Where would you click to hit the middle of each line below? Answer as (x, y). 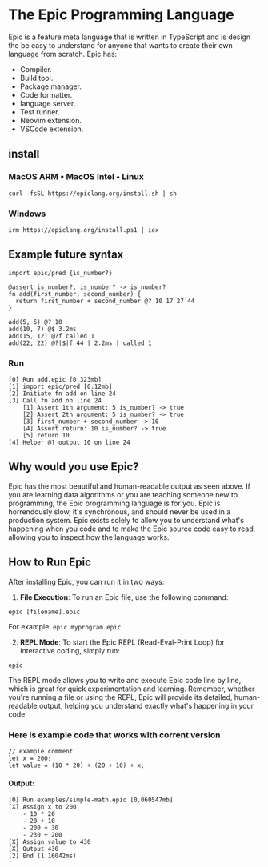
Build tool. (36, 78)
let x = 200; (30, 758)
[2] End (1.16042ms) (43, 856)
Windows (27, 214)
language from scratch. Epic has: (63, 54)
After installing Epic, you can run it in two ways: (86, 581)
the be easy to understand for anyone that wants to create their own (121, 45)
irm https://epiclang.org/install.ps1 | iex (84, 230)
